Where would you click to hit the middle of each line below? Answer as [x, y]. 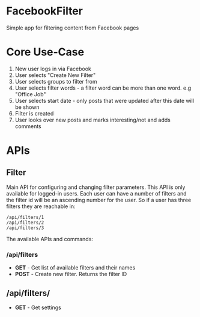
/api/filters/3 [25, 228]
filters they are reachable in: [41, 206]
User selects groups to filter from [56, 81]
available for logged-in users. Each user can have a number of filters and [97, 193]
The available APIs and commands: [50, 239]
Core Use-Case [45, 52]
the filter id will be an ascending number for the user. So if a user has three [99, 200]
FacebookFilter [44, 11]
